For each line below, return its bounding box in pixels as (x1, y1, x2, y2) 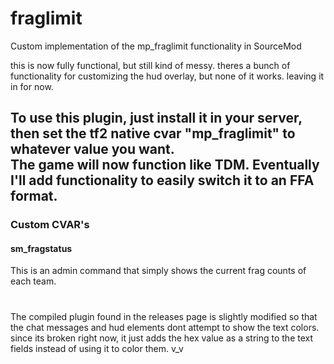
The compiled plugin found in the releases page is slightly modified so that (10, 310, 318, 322)
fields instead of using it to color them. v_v (10, 342, 184, 354)
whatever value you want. (10, 141, 175, 158)
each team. (10, 275, 57, 287)
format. (10, 188, 58, 205)
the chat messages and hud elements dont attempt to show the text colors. (10, 321, 320, 333)
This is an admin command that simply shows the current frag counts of (10, 265, 307, 277)
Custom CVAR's (10, 218, 90, 232)
